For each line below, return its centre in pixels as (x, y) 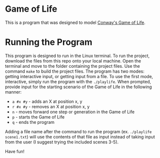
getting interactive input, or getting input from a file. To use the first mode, (79, 76)
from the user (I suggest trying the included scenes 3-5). (62, 142)
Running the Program (49, 42)
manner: (13, 92)
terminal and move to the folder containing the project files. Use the (72, 66)
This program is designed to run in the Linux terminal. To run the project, (77, 56)
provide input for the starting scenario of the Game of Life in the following (79, 87)
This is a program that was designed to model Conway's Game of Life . (75, 22)
